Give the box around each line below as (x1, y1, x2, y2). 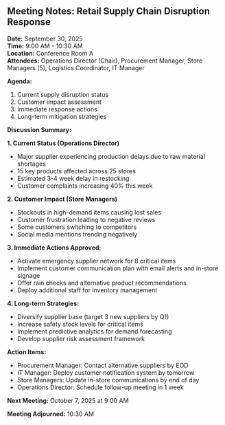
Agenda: (7, 77, 32, 85)
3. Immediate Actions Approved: (7, 243, 102, 252)
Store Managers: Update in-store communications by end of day (16, 375, 200, 384)
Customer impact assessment (16, 98, 102, 106)
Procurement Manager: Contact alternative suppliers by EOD (16, 361, 189, 369)
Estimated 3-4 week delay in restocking (16, 174, 130, 182)
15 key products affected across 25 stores (16, 166, 136, 175)
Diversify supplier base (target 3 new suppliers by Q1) (16, 312, 169, 320)
